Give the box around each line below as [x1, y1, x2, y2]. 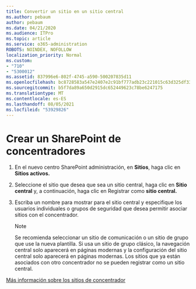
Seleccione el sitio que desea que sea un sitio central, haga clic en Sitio [14, 181, 187, 188]
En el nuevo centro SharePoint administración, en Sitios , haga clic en [14, 164, 181, 171]
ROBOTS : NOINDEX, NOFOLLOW [6, 47, 72, 53]
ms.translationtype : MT [6, 90, 64, 96]
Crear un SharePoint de [6, 132, 121, 145]
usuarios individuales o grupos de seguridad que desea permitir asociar [14, 205, 188, 212]
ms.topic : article [6, 36, 51, 42]
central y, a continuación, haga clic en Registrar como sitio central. [14, 188, 177, 195]
